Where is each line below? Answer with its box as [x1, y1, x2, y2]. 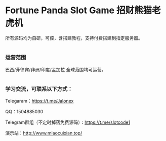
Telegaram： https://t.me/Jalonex [5, 98, 74, 104]
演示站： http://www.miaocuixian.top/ [5, 130, 82, 136]
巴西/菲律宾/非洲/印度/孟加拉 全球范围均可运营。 [5, 66, 106, 72]
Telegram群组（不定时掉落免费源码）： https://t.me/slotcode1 [5, 119, 131, 125]
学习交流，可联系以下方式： [5, 85, 73, 92]
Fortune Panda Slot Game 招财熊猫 [5, 5, 152, 16]
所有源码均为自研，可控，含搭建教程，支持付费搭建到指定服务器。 [5, 35, 143, 41]
